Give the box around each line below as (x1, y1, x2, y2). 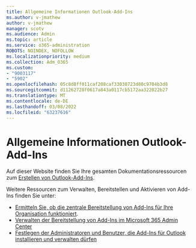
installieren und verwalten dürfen (14, 235, 97, 243)
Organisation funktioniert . (14, 210, 79, 217)
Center (14, 223, 32, 230)
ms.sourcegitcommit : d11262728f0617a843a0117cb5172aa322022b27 (6, 87, 168, 93)
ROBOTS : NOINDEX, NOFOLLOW (6, 48, 74, 54)
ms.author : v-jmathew (6, 14, 61, 20)
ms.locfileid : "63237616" (6, 109, 71, 115)
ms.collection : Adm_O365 (6, 59, 69, 65)
